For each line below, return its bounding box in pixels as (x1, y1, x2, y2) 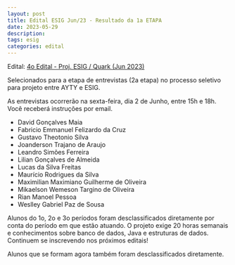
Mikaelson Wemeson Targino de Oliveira (17, 186, 135, 193)
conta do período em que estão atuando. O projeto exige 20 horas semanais (7, 221, 229, 229)
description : (7, 30, 46, 37)
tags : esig (7, 37, 39, 44)
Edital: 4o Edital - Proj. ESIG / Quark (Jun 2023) (7, 63, 145, 70)
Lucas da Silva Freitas (17, 163, 82, 171)
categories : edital (7, 43, 65, 50)
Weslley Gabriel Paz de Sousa (17, 200, 105, 208)
